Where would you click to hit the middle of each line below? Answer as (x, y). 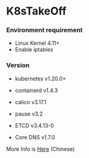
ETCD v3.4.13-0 (34, 125)
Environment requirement (44, 30)
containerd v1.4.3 (36, 90)
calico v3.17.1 (31, 102)
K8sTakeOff (36, 11)
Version (18, 65)
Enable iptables (34, 50)
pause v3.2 (29, 114)
